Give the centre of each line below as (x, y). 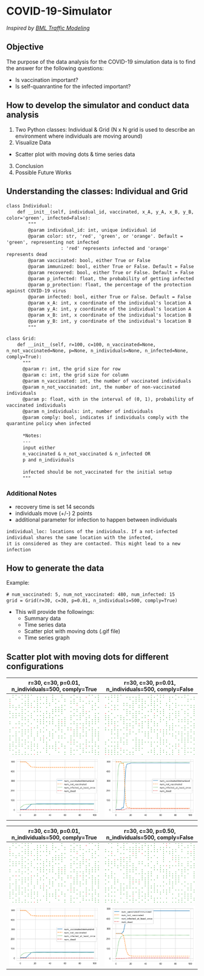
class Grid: (21, 339)
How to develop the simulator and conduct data (98, 105)
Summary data (42, 618)
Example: (18, 583)
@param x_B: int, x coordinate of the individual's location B (110, 315)
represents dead (27, 255)
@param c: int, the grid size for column (76, 375)
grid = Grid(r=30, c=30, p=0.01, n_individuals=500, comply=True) (92, 601)
